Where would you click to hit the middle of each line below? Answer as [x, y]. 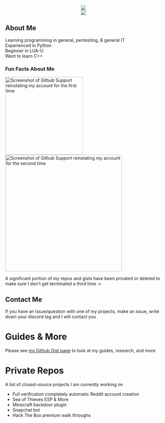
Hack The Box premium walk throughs [51, 415]
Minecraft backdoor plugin [40, 405]
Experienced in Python [28, 45]
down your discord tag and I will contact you [51, 317]
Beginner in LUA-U [24, 51]
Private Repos [35, 371]
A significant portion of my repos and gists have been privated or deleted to [83, 279]
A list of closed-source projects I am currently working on [64, 384]
